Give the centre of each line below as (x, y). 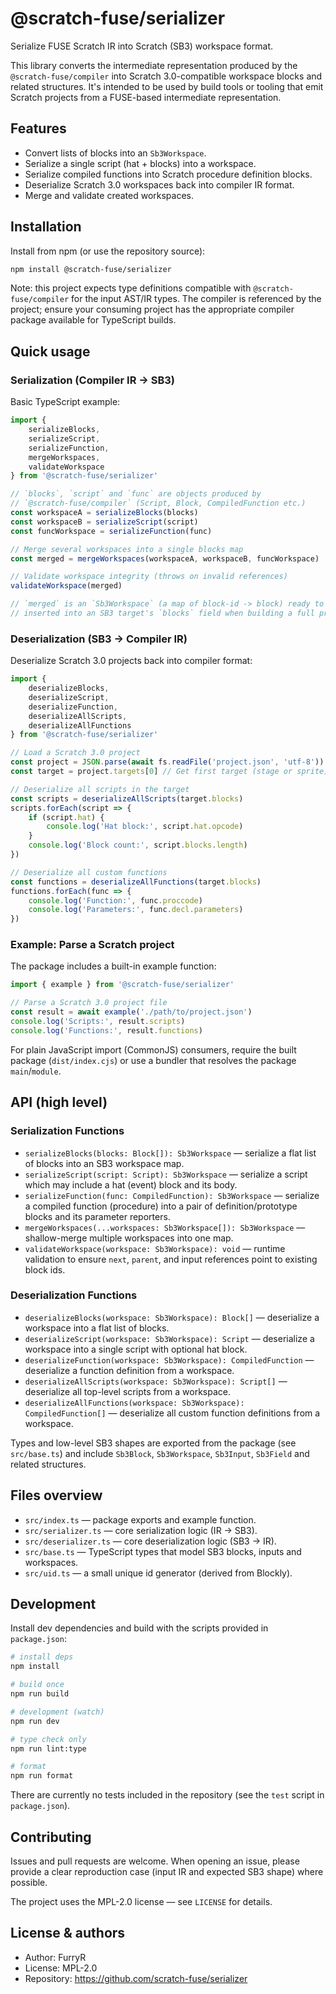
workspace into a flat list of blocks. (97, 1328)
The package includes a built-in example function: (113, 966)
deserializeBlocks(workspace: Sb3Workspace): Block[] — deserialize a (172, 1317)
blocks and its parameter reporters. (97, 1216)
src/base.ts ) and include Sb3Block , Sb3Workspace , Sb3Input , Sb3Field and (160, 1453)
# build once (37, 1685)
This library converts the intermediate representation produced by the (154, 65)
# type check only (48, 1739)
